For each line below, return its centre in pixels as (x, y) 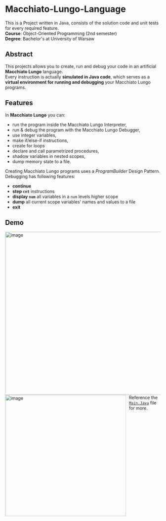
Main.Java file (143, 403)
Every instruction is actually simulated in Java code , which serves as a (77, 77)
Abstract (19, 54)
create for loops (29, 145)
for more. (139, 408)
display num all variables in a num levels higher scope (65, 196)
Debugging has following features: (40, 176)
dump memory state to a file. (41, 161)
